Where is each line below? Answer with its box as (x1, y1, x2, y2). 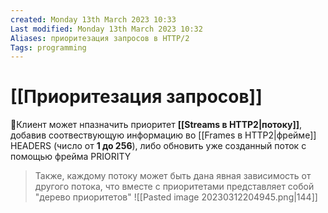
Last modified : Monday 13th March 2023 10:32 (10, 24, 203, 34)
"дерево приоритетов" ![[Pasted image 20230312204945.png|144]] (34, 191, 318, 203)
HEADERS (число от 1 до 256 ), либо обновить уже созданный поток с (10, 140, 307, 152)
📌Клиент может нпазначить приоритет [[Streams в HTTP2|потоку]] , (10, 119, 302, 131)
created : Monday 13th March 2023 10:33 (10, 14, 177, 25)
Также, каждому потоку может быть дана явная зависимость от (34, 170, 312, 182)
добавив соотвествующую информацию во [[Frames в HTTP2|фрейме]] (10, 129, 317, 141)
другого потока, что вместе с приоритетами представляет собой (34, 181, 315, 193)
